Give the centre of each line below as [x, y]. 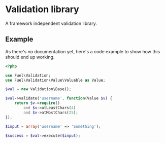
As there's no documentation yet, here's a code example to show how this [83, 51]
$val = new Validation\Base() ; [38, 89]
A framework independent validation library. [51, 23]
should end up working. [30, 57]
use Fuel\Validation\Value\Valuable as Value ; [55, 80]
